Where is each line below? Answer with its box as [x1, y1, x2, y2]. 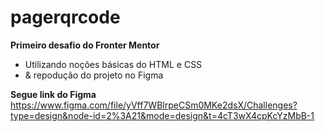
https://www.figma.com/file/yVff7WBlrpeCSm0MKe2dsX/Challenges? [10, 99, 298, 111]
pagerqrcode [10, 6, 121, 29]
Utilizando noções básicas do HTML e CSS [24, 58, 203, 70]
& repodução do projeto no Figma [24, 69, 164, 81]
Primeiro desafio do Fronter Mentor [10, 39, 160, 51]
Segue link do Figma [10, 88, 97, 100]
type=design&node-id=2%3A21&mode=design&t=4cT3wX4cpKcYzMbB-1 [10, 109, 315, 121]
